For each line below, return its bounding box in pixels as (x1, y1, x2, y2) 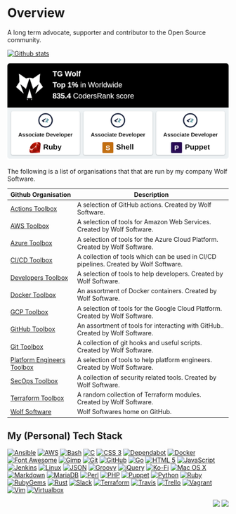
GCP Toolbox (10, 308, 48, 316)
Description (133, 190, 169, 198)
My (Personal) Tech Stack (7, 430, 123, 442)
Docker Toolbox (10, 290, 56, 299)
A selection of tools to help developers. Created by (77, 269, 223, 278)
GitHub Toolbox (10, 325, 55, 333)
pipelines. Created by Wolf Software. (77, 259, 183, 268)
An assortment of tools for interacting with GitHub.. (77, 321, 224, 330)
